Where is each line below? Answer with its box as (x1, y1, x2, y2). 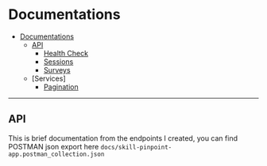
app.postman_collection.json (8, 150, 105, 158)
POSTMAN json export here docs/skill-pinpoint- (8, 141, 172, 151)
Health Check (43, 48, 89, 58)
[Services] (31, 74, 66, 83)
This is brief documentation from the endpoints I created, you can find (8, 133, 238, 143)
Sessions (43, 57, 74, 66)
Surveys (43, 65, 71, 74)
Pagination (43, 81, 79, 92)
